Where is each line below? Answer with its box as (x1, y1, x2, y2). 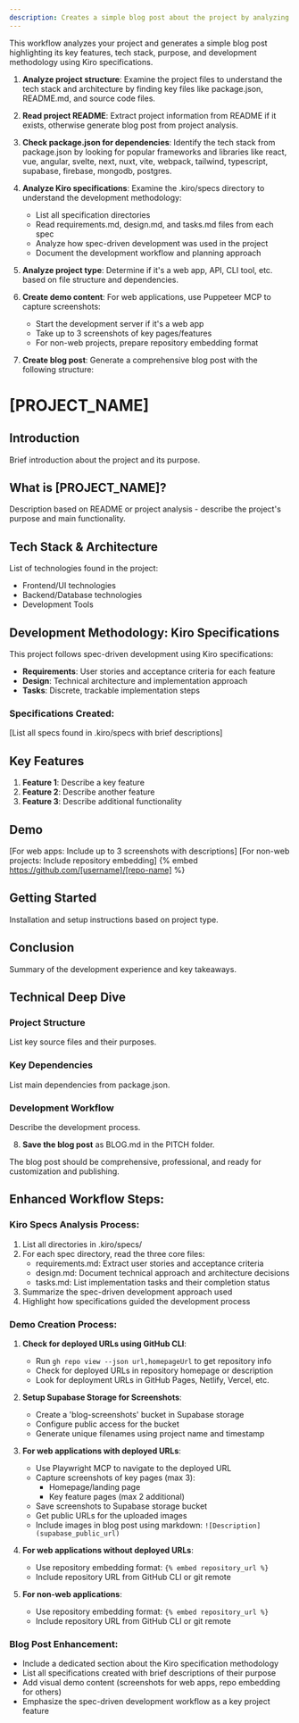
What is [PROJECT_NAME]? (9, 480, 167, 495)
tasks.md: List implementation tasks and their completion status (35, 1277, 270, 1287)
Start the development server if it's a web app (35, 318, 204, 329)
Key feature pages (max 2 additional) (48, 1491, 186, 1502)
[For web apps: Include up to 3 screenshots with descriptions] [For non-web (9, 845, 290, 856)
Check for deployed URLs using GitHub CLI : (21, 1338, 187, 1349)
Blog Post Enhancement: (9, 1637, 119, 1650)
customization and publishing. (9, 1166, 120, 1177)
